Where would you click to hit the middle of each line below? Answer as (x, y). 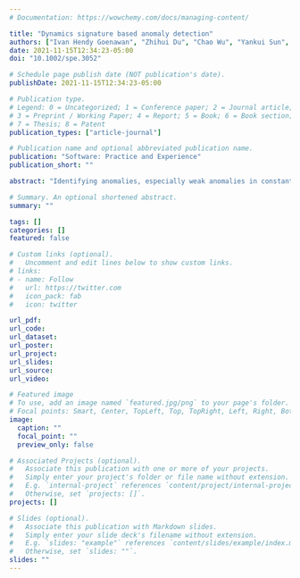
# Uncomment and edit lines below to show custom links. (121, 263)
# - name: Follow (42, 279)
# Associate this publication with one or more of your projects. (139, 469)
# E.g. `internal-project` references (86, 486)
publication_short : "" (51, 165)
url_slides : (31, 362)
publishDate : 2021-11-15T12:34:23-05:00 (86, 83)
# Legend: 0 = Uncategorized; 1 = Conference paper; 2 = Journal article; (151, 107)
